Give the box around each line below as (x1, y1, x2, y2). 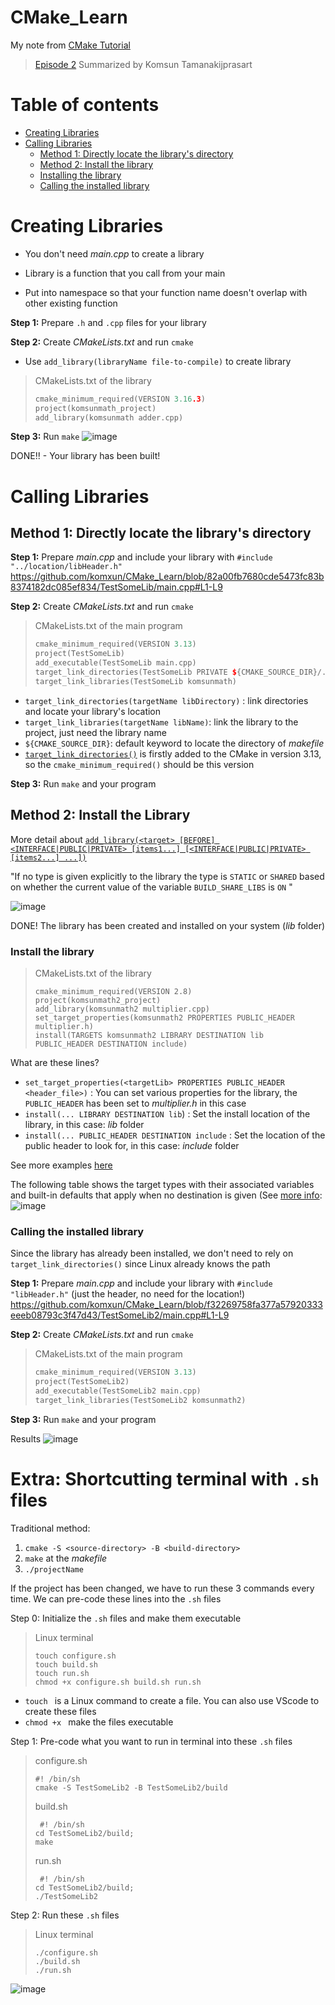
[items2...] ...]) (10, 852, 87, 863)
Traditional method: (10, 1522, 91, 1534)
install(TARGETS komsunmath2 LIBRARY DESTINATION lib (34, 1030, 264, 1040)
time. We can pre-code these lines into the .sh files (10, 1592, 222, 1605)
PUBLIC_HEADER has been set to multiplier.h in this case (24, 1097, 247, 1109)
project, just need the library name (24, 726, 167, 738)
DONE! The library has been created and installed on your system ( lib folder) (10, 919, 326, 931)
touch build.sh (34, 1659, 99, 1670)
